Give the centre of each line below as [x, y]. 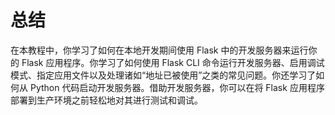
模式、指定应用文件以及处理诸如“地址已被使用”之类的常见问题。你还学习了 [163, 75]
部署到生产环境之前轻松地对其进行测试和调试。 [106, 100]
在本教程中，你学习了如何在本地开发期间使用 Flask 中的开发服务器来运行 [159, 50]
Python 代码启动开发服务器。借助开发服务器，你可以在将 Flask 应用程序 [177, 87]
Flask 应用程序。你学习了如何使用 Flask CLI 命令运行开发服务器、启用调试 [173, 62]
